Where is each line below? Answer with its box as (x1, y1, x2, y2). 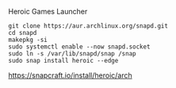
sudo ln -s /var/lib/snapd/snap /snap (8, 50, 136, 58)
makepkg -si (8, 36, 48, 44)
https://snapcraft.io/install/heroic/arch (8, 71, 132, 80)
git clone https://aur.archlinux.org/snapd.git (8, 22, 169, 30)
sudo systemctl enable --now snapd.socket (8, 43, 151, 51)
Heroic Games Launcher (8, 7, 88, 16)
